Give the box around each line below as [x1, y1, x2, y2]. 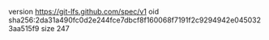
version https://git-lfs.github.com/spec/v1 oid [8, 7, 160, 16]
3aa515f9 [8, 24, 40, 33]
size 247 [41, 24, 70, 33]
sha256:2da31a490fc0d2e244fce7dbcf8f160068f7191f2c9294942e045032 [8, 15, 262, 25]
